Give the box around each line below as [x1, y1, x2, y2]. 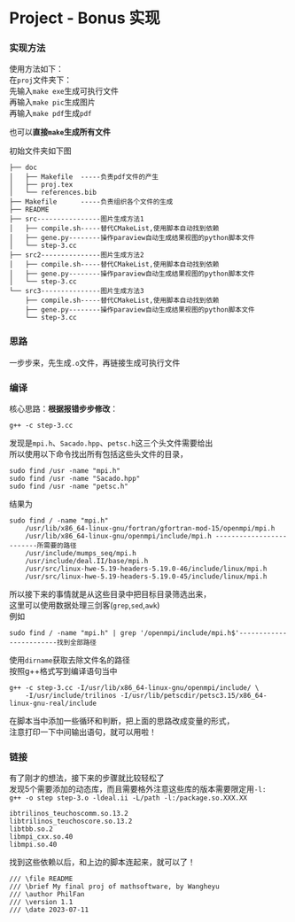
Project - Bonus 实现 [9, 8, 161, 28]
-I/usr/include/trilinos [25, 692, 117, 701]
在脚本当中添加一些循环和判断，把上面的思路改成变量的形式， [9, 716, 235, 726]
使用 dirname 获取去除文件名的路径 [9, 655, 131, 665]
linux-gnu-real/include [9, 699, 97, 709]
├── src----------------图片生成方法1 [9, 214, 144, 224]
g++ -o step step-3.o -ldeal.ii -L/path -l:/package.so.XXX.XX [9, 794, 248, 802]
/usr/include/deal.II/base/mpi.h [25, 557, 149, 566]
